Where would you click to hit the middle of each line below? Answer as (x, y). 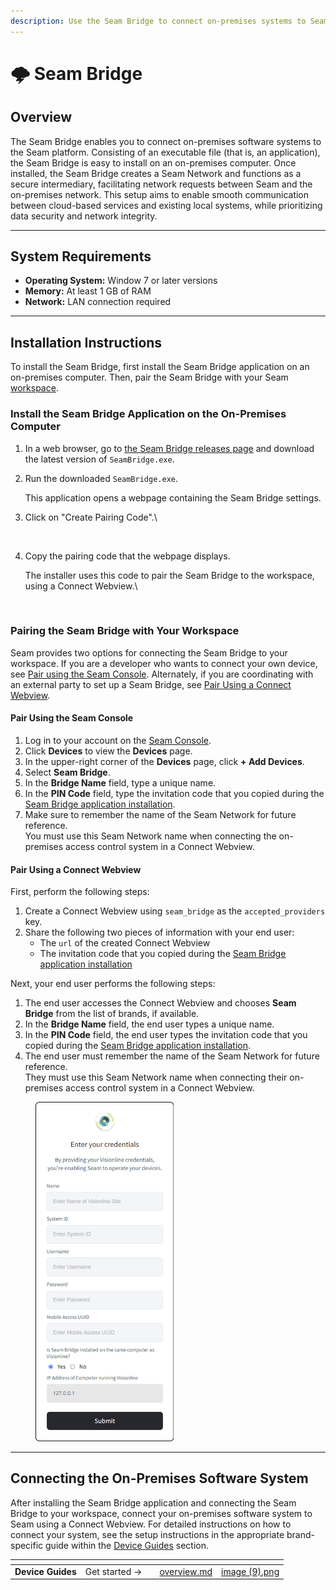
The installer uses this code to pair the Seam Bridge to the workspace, (169, 575)
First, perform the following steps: (80, 892)
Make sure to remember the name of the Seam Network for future (160, 815)
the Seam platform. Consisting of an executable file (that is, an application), (165, 152)
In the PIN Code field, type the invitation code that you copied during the (174, 794)
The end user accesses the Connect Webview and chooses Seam (160, 1003)
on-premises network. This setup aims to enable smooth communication (160, 194)
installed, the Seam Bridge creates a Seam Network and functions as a (156, 173)
